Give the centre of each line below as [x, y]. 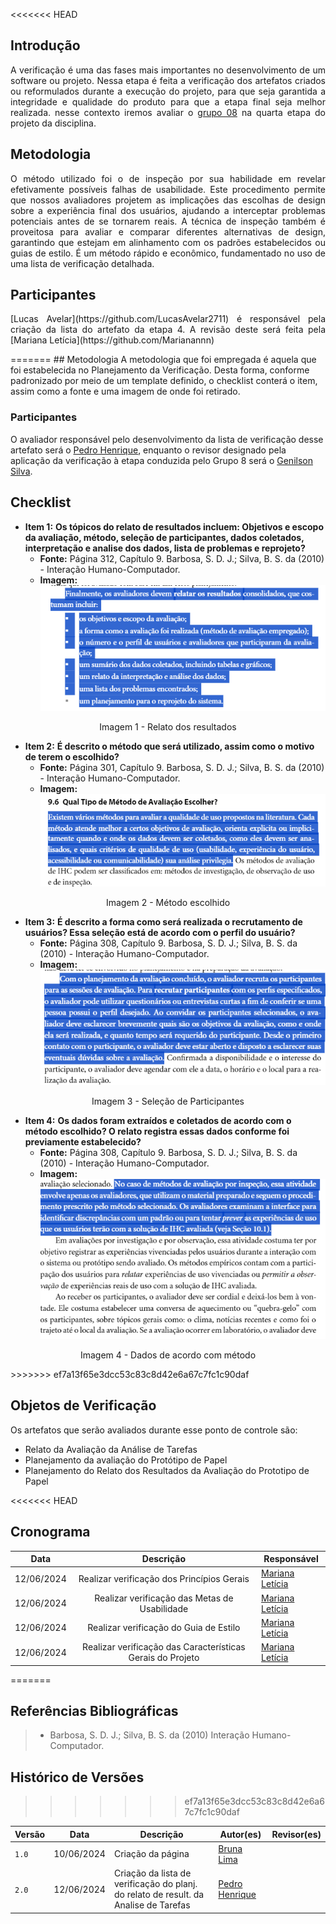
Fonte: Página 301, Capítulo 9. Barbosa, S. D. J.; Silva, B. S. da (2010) [182, 767]
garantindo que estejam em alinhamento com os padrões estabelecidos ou [168, 242]
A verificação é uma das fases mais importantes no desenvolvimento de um [168, 70]
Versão [30, 1834]
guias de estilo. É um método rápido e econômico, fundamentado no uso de [168, 253]
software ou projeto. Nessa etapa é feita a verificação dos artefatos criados [168, 80]
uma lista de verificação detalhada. [82, 263]
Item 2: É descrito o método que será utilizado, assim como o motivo [169, 746]
